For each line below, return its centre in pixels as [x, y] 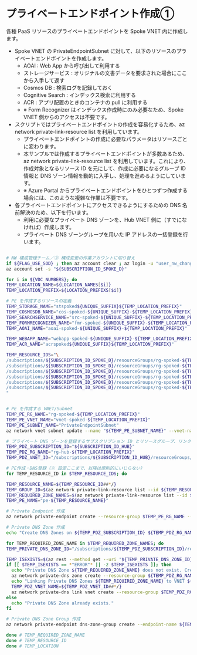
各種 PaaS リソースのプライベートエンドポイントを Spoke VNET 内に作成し [97, 31]
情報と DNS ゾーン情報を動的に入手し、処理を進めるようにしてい [102, 175]
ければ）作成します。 [49, 227]
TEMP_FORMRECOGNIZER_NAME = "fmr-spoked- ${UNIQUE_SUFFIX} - [77, 323]
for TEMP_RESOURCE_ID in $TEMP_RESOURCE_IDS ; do [67, 474]
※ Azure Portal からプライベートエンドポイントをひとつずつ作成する [105, 190]
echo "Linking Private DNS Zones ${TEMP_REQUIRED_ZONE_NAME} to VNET [98, 581]
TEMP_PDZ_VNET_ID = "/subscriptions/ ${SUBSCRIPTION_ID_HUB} [78, 458]
